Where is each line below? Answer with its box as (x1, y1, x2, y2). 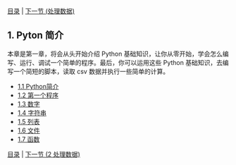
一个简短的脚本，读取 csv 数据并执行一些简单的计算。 (13, 67, 170, 75)
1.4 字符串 (17, 109, 47, 117)
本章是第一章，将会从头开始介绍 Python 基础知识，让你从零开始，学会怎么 (7, 49, 223, 58)
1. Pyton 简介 (7, 30, 64, 42)
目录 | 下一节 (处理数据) (7, 7, 75, 15)
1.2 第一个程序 (17, 91, 58, 99)
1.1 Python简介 (17, 82, 59, 90)
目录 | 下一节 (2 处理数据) (7, 149, 81, 158)
